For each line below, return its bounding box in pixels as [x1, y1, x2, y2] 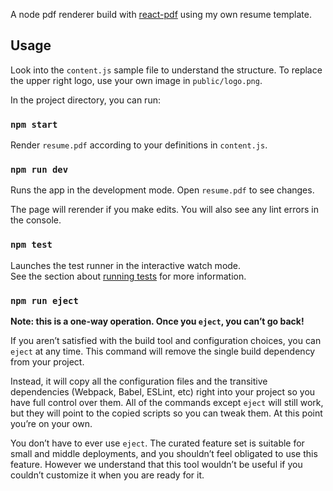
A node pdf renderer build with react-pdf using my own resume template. [10, 9, 312, 20]
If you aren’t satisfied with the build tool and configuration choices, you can [10, 335, 322, 346]
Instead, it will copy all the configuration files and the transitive [10, 375, 268, 387]
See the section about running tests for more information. [10, 270, 247, 282]
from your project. [10, 356, 85, 368]
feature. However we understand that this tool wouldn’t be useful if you [10, 459, 303, 470]
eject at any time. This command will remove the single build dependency [10, 345, 316, 357]
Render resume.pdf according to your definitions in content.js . [10, 139, 268, 151]
